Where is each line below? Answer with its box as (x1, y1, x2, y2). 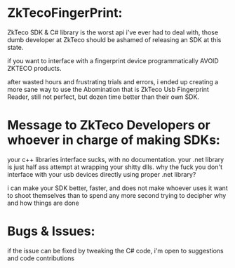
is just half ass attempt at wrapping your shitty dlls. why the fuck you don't (7, 163, 223, 171)
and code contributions (7, 254, 75, 262)
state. (7, 43, 24, 51)
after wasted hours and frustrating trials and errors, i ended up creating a (7, 77, 219, 86)
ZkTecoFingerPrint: (7, 5, 123, 21)
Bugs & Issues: (7, 223, 95, 239)
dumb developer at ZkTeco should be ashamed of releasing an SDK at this (7, 35, 222, 43)
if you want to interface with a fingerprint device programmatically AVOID (7, 56, 219, 65)
